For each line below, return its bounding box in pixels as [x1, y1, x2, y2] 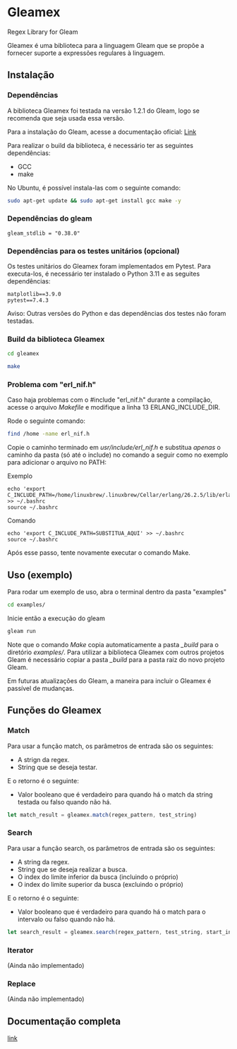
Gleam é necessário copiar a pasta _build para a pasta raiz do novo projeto [7, 655, 225, 663]
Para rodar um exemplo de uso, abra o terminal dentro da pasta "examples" [7, 588, 227, 596]
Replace [7, 979, 36, 988]
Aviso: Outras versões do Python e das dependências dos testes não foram [7, 309, 226, 318]
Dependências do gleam [7, 214, 92, 223]
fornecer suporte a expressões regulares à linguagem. [7, 49, 166, 57]
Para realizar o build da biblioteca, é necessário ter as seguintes [7, 141, 194, 149]
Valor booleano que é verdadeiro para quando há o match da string [17, 790, 213, 799]
